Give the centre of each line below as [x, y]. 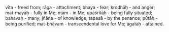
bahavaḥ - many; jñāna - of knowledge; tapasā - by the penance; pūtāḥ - [82, 18]
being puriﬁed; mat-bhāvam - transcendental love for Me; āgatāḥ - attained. [84, 24]
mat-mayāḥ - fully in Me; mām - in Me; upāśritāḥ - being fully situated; [79, 13]
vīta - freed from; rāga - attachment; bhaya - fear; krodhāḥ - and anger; [80, 7]
